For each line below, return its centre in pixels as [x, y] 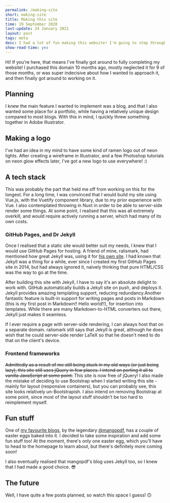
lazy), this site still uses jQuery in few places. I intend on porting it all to [79, 370]
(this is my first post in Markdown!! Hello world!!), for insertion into [74, 304]
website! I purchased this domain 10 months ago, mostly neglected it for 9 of [85, 67]
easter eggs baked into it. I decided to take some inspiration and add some [83, 436]
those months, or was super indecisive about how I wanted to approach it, [82, 73]
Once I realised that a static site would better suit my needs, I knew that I [81, 245]
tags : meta [17, 38]
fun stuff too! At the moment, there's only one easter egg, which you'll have [84, 441]
